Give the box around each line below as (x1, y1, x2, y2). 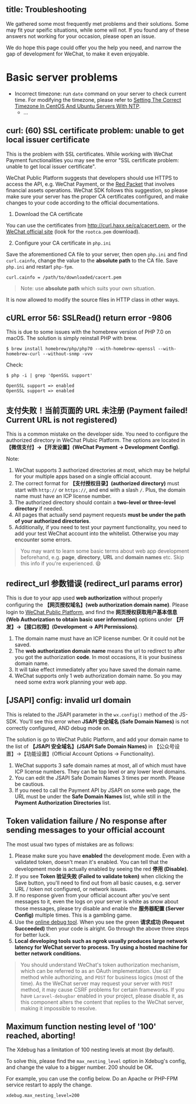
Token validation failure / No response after (6, 816, 167, 826)
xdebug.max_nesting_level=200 (6, 1093, 80, 1099)
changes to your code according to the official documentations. (6, 199, 160, 206)
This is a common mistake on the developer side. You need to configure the (6, 430, 188, 438)
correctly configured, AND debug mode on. (6, 724, 111, 731)
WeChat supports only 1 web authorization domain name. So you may (14, 673, 183, 679)
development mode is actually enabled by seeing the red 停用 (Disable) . (14, 865, 188, 872)
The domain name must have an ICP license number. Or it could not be (14, 635, 185, 642)
